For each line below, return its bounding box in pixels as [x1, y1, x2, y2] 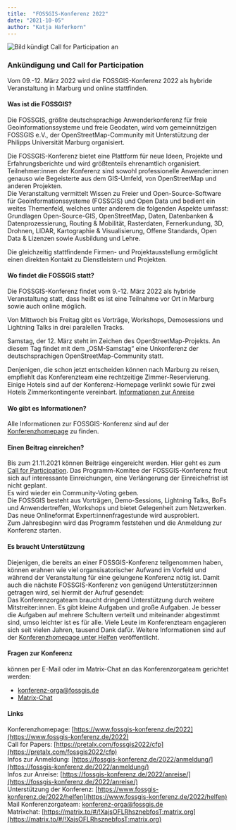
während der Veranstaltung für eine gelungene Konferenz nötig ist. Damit [7, 573, 220, 581]
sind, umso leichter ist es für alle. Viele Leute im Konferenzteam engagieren [7, 618, 227, 626]
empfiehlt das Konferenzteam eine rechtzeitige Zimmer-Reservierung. [7, 373, 210, 381]
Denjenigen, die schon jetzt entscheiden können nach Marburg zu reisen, [7, 366, 221, 374]
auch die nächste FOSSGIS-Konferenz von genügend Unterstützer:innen [7, 581, 218, 589]
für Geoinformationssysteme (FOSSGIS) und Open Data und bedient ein [7, 197, 216, 205]
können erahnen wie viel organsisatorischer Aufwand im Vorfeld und [7, 565, 206, 574]
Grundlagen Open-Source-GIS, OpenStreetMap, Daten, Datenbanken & [7, 211, 213, 220]
